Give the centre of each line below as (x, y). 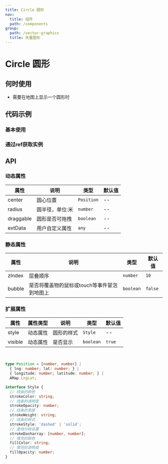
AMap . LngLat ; (23, 378)
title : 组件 (21, 19)
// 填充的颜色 (22, 438)
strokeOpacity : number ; (34, 406)
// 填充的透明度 (24, 448)
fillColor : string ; (30, 443)
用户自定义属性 (54, 228)
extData (17, 228)
